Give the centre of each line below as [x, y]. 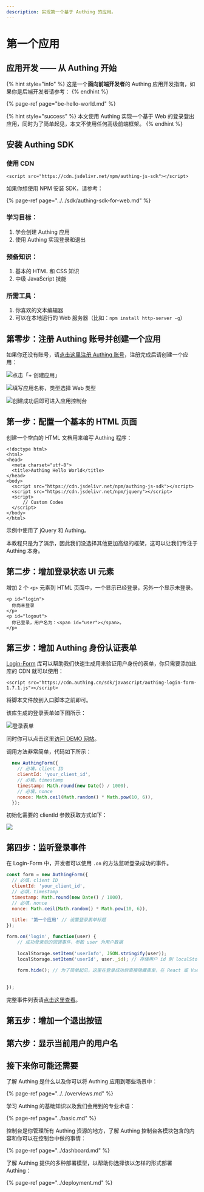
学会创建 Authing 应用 [42, 232]
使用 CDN [20, 163]
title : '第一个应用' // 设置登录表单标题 [59, 920]
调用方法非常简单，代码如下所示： [49, 752]
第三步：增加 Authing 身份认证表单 [72, 648]
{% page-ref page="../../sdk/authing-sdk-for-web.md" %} [79, 200]
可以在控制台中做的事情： [54, 1139]
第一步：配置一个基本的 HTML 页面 [72, 422]
